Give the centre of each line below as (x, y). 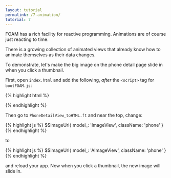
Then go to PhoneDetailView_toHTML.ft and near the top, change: (74, 115)
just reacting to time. (27, 39)
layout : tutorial (24, 10)
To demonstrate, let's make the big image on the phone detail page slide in (84, 65)
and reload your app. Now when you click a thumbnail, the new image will (83, 166)
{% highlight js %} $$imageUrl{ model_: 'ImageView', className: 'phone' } (84, 125)
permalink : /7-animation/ (33, 15)
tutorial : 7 (18, 19)
